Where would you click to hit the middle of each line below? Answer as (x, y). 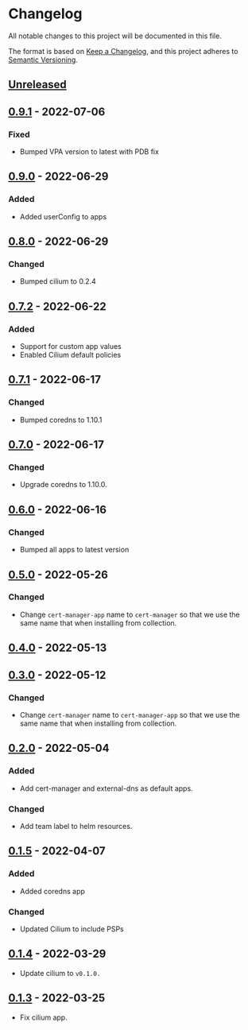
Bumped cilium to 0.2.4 (58, 281)
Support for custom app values (70, 347)
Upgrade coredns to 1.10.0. (63, 485)
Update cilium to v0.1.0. (60, 973)
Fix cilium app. (43, 1017)
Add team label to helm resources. (76, 826)
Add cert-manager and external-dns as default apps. (106, 788)
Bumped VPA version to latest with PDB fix (89, 152)
